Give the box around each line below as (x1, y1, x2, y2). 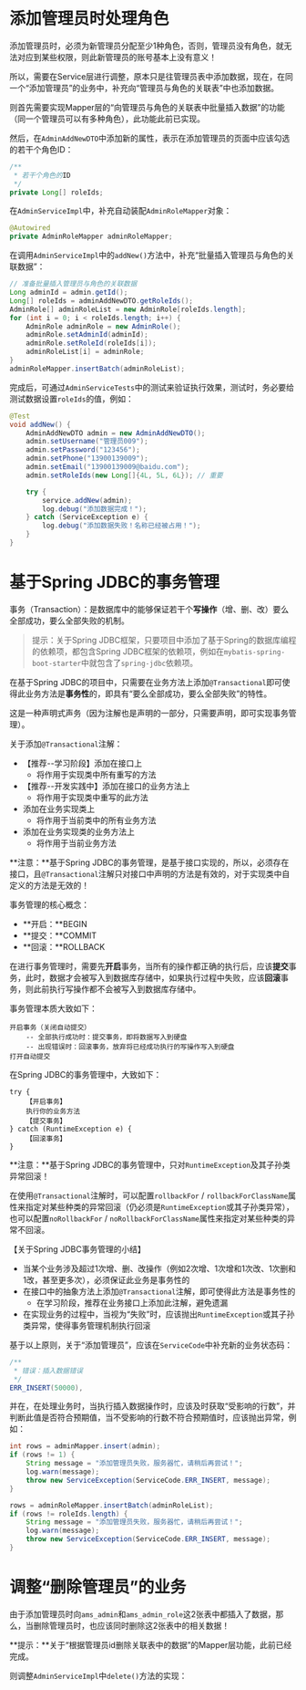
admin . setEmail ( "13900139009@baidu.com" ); (25, 463, 189, 472)
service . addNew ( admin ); (42, 496, 132, 505)
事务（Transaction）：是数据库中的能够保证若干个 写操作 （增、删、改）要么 (9, 603, 290, 614)
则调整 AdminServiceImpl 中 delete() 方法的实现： (9, 1670, 188, 1681)
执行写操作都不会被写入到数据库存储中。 (48, 983, 201, 995)
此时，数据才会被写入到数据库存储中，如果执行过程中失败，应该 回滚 (25, 972, 280, 983)
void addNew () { (9, 420, 71, 429)
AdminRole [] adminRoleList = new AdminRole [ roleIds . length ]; (9, 305, 247, 314)
